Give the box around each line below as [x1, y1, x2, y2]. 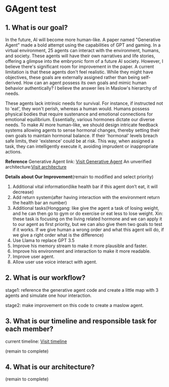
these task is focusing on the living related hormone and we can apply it [12, 216, 162, 222]
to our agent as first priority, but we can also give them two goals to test [12, 221, 162, 227]
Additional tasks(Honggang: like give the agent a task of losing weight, [12, 205, 159, 211]
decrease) [12, 189, 34, 195]
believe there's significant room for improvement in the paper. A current [5, 64, 154, 69]
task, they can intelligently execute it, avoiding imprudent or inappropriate [5, 143, 158, 149]
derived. [5, 80, 23, 86]
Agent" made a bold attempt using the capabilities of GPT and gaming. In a [5, 42, 161, 48]
